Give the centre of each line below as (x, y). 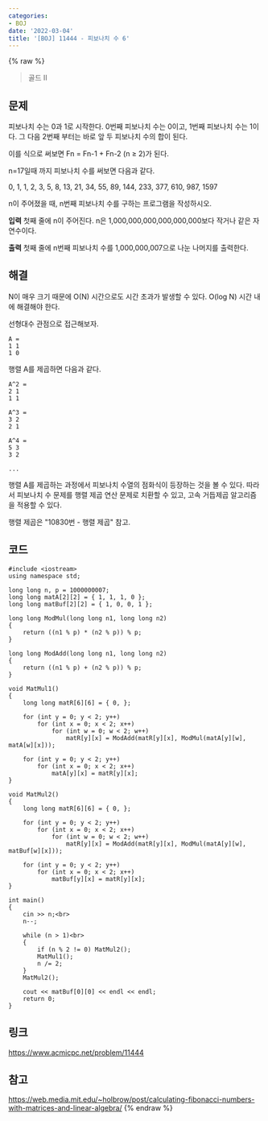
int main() (27, 900)
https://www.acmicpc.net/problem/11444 (76, 1053)
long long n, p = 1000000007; (59, 590)
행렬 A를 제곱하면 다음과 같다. (55, 369)
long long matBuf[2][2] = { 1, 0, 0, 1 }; (80, 604)
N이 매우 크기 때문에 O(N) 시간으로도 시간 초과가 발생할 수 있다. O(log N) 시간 (130, 296)
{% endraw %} (148, 1108)
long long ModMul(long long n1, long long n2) (88, 618)
